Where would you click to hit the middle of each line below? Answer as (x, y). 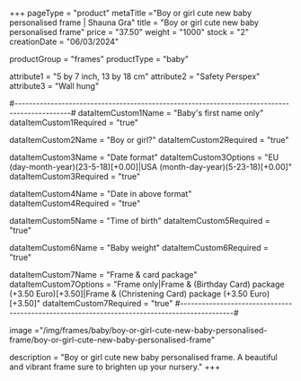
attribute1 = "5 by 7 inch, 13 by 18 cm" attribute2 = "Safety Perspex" (135, 76)
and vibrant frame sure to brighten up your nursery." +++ (115, 367)
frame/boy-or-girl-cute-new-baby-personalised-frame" (112, 340)
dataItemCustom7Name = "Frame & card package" (103, 275)
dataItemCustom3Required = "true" (75, 176)
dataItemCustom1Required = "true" (74, 122)
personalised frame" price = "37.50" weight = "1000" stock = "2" (129, 32)
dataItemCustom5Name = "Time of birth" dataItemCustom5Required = (140, 221)
